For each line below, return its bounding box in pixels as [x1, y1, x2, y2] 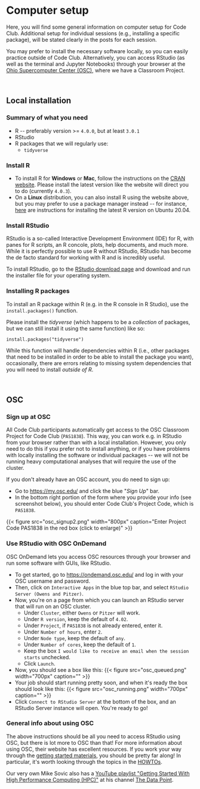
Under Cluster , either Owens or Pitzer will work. [23, 609, 140, 616]
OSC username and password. [14, 577, 91, 585]
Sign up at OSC [6, 412, 51, 421]
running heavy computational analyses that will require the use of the [6, 458, 176, 465]
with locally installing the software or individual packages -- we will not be [6, 452, 189, 459]
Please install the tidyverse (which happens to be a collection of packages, [6, 318, 190, 326]
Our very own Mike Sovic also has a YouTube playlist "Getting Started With [6, 769, 190, 777]
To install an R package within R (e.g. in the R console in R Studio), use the [6, 300, 189, 308]
